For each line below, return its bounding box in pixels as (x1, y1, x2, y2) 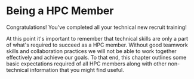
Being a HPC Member (6, 4, 114, 18)
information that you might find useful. (29, 66, 124, 73)
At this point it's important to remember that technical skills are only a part (6, 35, 189, 42)
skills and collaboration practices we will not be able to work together (6, 47, 177, 54)
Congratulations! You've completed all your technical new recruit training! (6, 24, 187, 31)
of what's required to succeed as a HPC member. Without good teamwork (6, 41, 188, 48)
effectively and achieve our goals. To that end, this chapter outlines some (6, 54, 187, 61)
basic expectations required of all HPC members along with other (6, 60, 167, 67)
